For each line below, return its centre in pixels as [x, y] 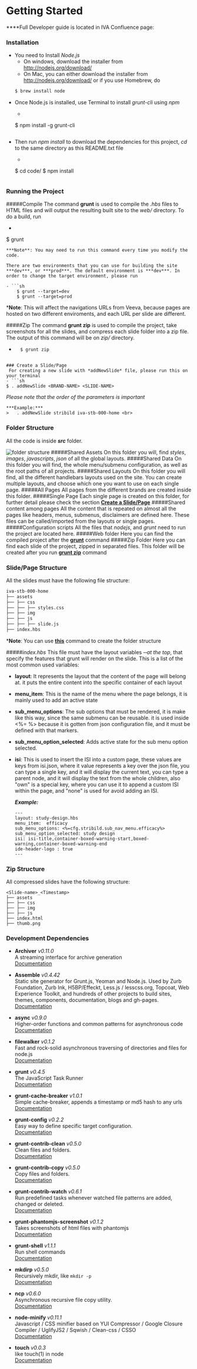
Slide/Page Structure [37, 568]
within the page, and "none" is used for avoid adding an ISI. [86, 790]
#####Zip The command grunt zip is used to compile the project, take [92, 325]
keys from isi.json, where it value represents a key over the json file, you [102, 766]
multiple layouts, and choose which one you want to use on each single [93, 483]
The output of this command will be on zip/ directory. [71, 338]
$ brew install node [40, 91]
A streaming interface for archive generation [68, 957]
